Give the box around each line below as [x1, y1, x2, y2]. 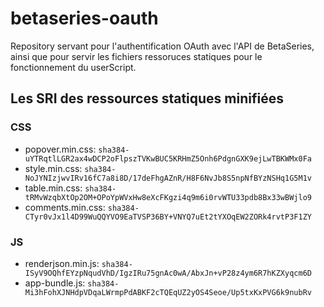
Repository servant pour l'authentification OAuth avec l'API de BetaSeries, [10, 40, 315, 52]
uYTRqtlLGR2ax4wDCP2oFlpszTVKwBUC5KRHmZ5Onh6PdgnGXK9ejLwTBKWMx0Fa [24, 153, 312, 164]
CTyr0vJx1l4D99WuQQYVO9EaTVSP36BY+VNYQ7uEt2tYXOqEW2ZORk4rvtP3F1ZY [24, 212, 312, 222]
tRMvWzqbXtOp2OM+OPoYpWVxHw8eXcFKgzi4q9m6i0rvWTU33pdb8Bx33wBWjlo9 [24, 192, 312, 202]
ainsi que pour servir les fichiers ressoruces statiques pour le [10, 50, 263, 62]
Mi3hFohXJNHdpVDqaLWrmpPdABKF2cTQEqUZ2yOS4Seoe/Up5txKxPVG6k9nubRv [24, 287, 312, 297]
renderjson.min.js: [24, 257, 100, 269]
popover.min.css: [24, 143, 97, 155]
